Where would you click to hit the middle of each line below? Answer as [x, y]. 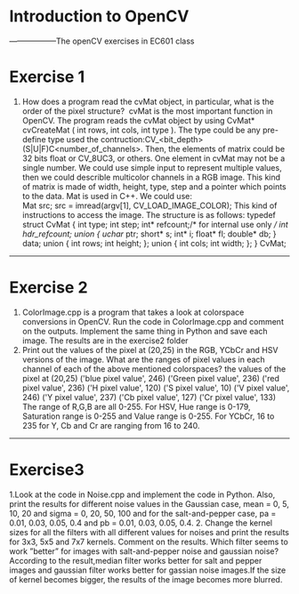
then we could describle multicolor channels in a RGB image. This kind [151, 177]
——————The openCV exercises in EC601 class [102, 41]
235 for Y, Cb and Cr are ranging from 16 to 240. [111, 425]
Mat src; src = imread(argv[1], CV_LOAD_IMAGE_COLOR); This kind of [149, 205]
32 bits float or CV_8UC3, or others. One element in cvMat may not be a [154, 158]
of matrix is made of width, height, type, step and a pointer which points [154, 186]
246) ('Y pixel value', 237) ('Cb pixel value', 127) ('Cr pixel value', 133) [149, 397]
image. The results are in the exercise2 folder [105, 341]
